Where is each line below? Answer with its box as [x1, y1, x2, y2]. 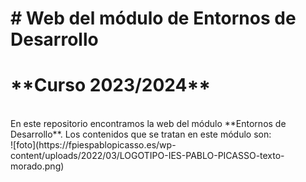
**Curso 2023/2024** [10, 74, 212, 97]
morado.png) [10, 160, 65, 172]
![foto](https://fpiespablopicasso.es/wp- [10, 139, 177, 151]
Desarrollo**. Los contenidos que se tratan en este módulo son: [10, 128, 272, 141]
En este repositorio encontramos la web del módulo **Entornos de [10, 118, 287, 130]
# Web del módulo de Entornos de [10, 7, 297, 30]
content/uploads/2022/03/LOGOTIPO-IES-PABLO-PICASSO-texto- [10, 150, 285, 162]
